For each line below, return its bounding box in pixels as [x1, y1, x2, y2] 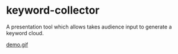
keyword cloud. [6, 29, 44, 36]
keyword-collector [6, 4, 100, 17]
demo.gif [6, 41, 28, 48]
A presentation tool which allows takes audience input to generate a [6, 23, 172, 30]
